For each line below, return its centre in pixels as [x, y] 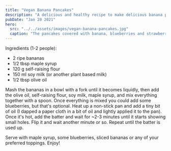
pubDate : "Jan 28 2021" [31, 19]
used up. [15, 128]
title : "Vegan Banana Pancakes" [39, 10]
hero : [11, 24]
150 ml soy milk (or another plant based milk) [60, 74]
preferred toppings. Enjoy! [33, 143]
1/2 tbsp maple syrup [35, 64]
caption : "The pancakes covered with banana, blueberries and [77, 34]
